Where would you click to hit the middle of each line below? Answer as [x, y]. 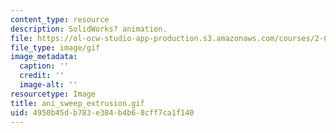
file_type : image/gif [55, 47]
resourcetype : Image [53, 94]
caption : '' [44, 66]
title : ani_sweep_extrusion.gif [77, 103]
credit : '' [42, 76]
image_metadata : [44, 57]
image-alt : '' [48, 85]
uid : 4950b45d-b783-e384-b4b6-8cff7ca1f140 [102, 112]
